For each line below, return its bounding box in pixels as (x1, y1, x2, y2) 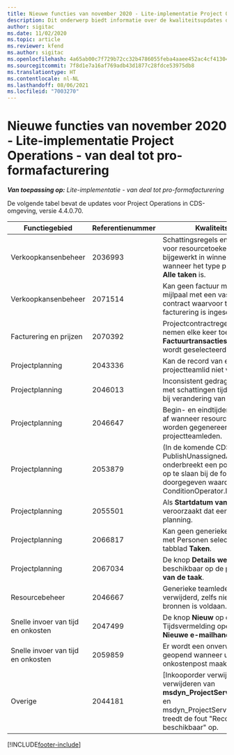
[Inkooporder (162, 671, 205, 680)
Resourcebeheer (10, 592, 65, 602)
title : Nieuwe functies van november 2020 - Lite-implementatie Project (7, 10, 223, 17)
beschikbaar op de (162, 564, 224, 574)
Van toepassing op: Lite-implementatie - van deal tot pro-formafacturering (7, 186, 224, 194)
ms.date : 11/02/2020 (7, 29, 68, 37)
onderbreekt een (162, 460, 217, 470)
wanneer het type (162, 261, 221, 271)
